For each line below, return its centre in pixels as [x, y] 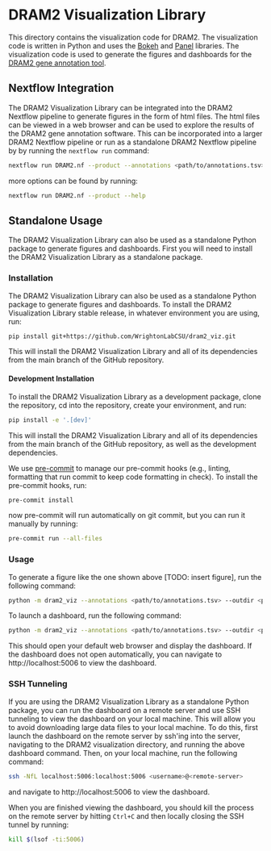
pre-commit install [41, 500]
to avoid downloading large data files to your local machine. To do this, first [133, 727]
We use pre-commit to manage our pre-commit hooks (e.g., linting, [120, 468]
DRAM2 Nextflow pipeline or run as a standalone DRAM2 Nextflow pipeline [132, 142]
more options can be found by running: [73, 181]
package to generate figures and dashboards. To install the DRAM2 [120, 304]
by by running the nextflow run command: [79, 150]
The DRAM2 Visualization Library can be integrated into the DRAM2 [121, 107]
